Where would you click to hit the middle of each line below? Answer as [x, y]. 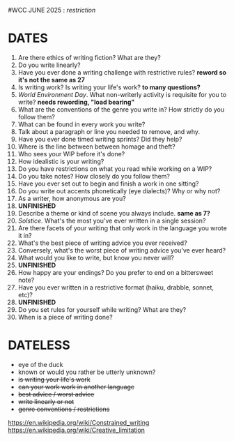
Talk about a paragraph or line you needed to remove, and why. [109, 131]
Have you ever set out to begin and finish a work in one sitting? [108, 184]
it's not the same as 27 [52, 80]
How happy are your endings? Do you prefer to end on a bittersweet [116, 272]
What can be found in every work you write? [81, 124]
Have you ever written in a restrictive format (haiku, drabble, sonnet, [116, 287]
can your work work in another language [76, 387]
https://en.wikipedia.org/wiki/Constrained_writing [79, 422]
